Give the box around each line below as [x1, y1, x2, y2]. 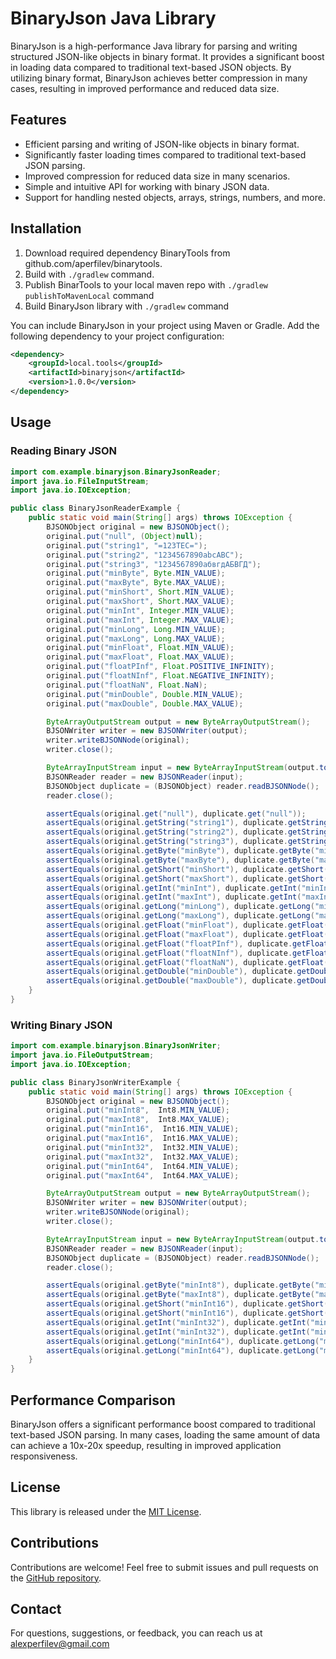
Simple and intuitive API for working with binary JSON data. [24, 180, 270, 192]
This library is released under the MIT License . [10, 1505, 202, 1517]
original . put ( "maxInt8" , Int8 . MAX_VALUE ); [46, 1115, 230, 1125]
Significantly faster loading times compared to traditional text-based [24, 148, 307, 161]
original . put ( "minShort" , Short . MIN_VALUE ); [46, 587, 235, 597]
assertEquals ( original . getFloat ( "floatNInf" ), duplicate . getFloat [46, 948, 329, 958]
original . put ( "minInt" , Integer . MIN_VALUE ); [46, 605, 235, 616]
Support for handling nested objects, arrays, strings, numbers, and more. [24, 191, 327, 203]
